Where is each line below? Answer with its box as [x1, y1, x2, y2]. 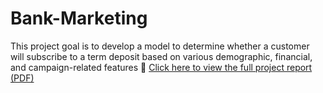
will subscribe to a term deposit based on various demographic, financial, [10, 50, 313, 62]
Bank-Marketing [10, 7, 148, 30]
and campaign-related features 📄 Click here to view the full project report [10, 61, 313, 73]
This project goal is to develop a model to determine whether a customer [10, 40, 310, 52]
